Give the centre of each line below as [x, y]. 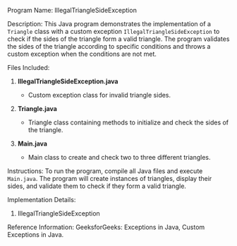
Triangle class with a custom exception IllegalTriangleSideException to [114, 31]
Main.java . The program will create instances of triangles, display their [110, 178]
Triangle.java [37, 109]
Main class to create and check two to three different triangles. [119, 157]
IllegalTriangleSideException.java [68, 81]
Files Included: [29, 68]
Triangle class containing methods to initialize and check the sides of [128, 122]
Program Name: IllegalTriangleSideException [72, 10]
